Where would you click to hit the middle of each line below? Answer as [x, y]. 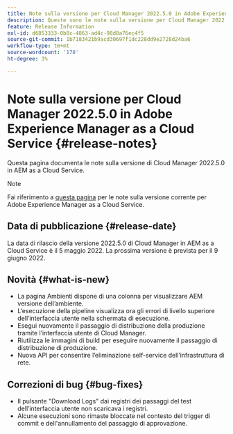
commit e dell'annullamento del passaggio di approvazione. [102, 424]
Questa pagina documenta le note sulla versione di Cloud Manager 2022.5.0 [116, 162]
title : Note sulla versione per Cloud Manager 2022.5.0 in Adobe [103, 14]
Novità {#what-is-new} [58, 279]
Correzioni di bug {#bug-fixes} [75, 384]
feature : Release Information [51, 26]
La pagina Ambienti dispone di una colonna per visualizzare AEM [110, 297]
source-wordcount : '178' [43, 53]
